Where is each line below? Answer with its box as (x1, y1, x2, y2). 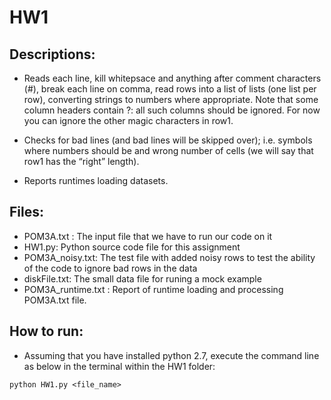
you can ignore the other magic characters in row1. (23, 115, 234, 126)
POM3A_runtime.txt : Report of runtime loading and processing (23, 283, 284, 295)
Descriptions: (9, 46, 96, 63)
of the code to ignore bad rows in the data (23, 262, 198, 274)
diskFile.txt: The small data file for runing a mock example (23, 272, 262, 285)
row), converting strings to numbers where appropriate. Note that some (23, 94, 319, 105)
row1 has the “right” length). (23, 156, 140, 167)
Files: (9, 204, 44, 221)
